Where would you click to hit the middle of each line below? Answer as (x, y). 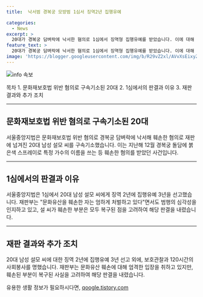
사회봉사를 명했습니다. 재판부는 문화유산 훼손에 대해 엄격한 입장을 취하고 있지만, (100, 267)
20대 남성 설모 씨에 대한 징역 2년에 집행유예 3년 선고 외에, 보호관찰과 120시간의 (100, 259)
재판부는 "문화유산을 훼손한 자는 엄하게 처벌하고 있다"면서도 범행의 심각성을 (108, 202)
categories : (21, 23)
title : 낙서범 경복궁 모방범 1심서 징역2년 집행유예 (64, 12)
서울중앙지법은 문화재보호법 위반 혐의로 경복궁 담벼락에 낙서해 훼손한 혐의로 (95, 137)
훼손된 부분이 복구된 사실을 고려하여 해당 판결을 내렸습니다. (76, 275)
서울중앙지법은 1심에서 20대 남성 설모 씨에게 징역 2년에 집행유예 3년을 (89, 195)
